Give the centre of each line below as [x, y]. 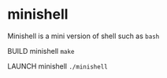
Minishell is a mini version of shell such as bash [83, 36]
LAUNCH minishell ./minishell [58, 66]
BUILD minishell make [41, 51]
